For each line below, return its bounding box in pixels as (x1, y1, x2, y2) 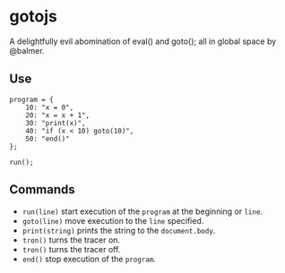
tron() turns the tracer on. (22, 235, 121, 245)
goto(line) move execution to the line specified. (22, 215, 204, 226)
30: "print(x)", (25, 118, 87, 127)
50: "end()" (25, 134, 70, 143)
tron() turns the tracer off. (22, 243, 121, 254)
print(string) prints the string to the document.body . (22, 225, 216, 235)
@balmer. (9, 45, 45, 55)
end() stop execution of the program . (22, 253, 157, 264)
